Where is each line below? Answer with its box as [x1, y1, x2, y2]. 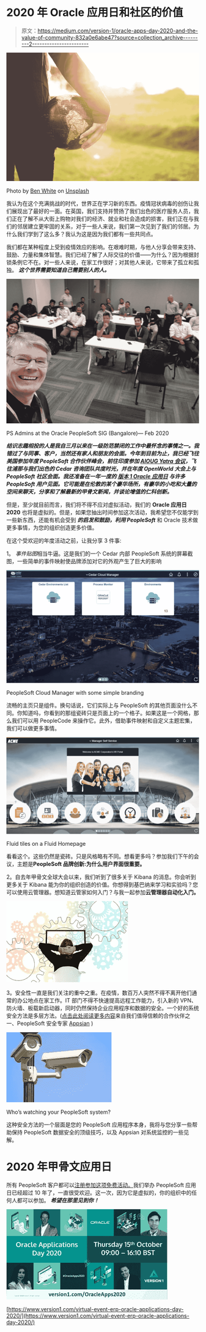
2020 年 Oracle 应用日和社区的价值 [6, 6, 183, 20]
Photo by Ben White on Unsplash [6, 187, 90, 194]
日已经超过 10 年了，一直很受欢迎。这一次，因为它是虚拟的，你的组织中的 [6, 1189, 192, 1196]
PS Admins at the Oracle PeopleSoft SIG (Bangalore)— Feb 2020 [6, 429, 169, 437]
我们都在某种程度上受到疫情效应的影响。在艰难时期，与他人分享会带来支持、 [6, 243, 199, 251]
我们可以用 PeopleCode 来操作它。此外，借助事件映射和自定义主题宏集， [11, 717, 196, 724]
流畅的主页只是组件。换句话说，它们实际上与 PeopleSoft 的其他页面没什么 [6, 701, 193, 709]
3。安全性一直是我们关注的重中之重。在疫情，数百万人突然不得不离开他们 [6, 989, 192, 996]
